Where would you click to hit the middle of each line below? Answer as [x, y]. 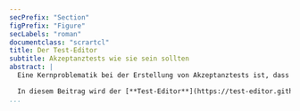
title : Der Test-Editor [54, 51]
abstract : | [31, 67]
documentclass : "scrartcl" [59, 42]
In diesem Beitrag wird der [70, 91]
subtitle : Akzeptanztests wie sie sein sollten [100, 59]
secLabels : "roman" [46, 34]
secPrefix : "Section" [50, 17]
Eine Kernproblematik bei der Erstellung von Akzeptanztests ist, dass [154, 75]
